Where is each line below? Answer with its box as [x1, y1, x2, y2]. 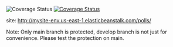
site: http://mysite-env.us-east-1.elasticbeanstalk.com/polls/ [6, 17, 151, 23]
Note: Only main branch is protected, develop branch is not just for [6, 28, 167, 35]
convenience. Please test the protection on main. [6, 35, 124, 41]
